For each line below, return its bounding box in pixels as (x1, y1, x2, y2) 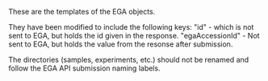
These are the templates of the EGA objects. (8, 7, 156, 16)
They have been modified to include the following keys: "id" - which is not (8, 22, 254, 31)
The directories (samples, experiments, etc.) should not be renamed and (8, 55, 249, 64)
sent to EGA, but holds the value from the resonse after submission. (8, 39, 233, 49)
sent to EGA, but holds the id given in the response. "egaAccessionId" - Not (8, 31, 260, 40)
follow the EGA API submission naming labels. (8, 63, 161, 73)
